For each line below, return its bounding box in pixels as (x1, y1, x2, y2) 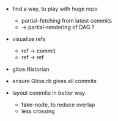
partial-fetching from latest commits (21, 17, 112, 24)
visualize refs (12, 35, 46, 42)
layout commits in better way (12, 89, 86, 97)
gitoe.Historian (12, 65, 50, 73)
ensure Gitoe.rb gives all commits (12, 78, 97, 84)
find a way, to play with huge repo (12, 5, 98, 12)
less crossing (21, 108, 55, 115)
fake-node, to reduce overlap (21, 101, 95, 108)
